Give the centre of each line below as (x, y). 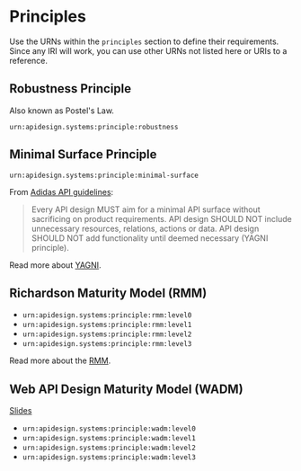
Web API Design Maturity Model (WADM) (127, 389)
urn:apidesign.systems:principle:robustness (94, 127)
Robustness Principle (71, 89)
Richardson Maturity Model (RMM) (108, 293)
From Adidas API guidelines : (62, 191)
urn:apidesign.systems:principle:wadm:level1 (109, 439)
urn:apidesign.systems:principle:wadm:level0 (109, 429)
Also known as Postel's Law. (62, 111)
